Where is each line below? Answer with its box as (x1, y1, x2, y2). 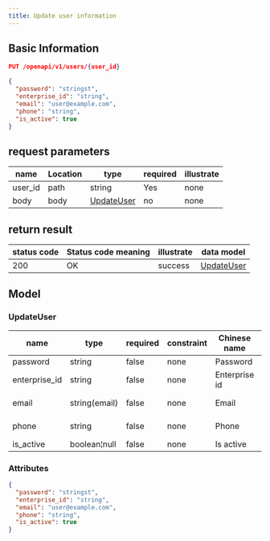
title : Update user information (8, 11, 117, 20)
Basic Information (8, 42, 100, 56)
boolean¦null (69, 438, 117, 449)
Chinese (218, 332, 252, 343)
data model (201, 246, 246, 258)
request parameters (8, 144, 110, 158)
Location (47, 168, 83, 180)
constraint (166, 337, 207, 349)
